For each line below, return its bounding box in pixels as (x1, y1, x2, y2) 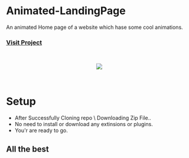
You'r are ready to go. (14, 127, 68, 134)
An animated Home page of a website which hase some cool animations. (6, 24, 183, 31)
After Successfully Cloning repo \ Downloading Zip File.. (14, 114, 152, 121)
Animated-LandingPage (6, 4, 126, 18)
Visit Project (6, 38, 43, 47)
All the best (6, 144, 49, 154)
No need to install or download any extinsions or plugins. (14, 121, 154, 128)
